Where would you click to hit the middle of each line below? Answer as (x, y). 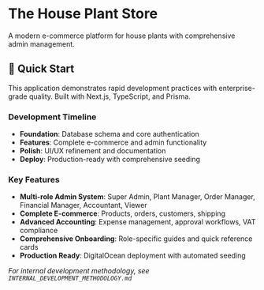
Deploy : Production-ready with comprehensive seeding (110, 160)
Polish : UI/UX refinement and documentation (93, 151)
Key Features (34, 179)
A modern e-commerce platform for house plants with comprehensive (122, 36)
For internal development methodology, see (79, 271)
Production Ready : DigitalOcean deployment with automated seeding (132, 256)
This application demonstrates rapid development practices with (113, 88)
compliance (39, 231)
